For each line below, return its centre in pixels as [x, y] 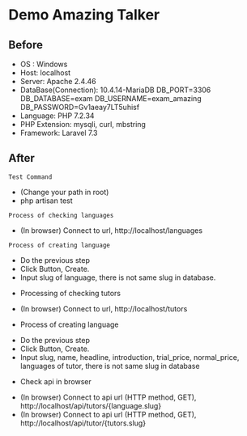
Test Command [30, 177]
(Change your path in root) [64, 192]
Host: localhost [45, 73]
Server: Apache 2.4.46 [58, 81]
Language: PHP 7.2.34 [57, 116]
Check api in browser [55, 381]
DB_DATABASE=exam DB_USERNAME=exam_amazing [111, 98]
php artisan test [46, 201]
